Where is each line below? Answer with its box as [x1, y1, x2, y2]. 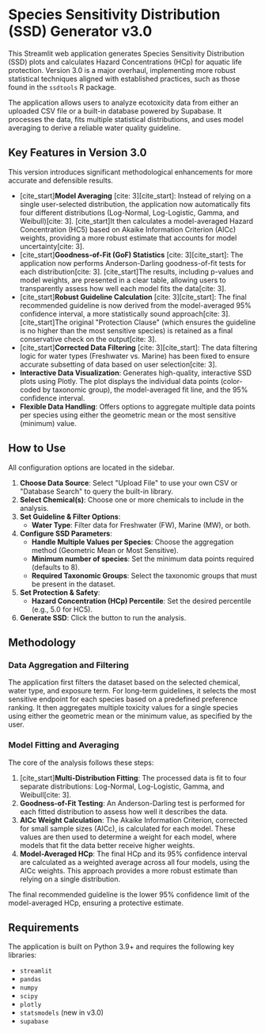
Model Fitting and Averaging [8, 739, 119, 751]
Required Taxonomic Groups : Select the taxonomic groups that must [31, 570, 257, 580]
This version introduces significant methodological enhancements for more [8, 167, 253, 176]
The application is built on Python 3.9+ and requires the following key [8, 942, 235, 951]
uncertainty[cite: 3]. [19, 241, 85, 251]
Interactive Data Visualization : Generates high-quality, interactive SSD [19, 367, 252, 378]
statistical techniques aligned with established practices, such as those [8, 74, 240, 83]
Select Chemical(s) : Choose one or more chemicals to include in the [19, 494, 244, 505]
